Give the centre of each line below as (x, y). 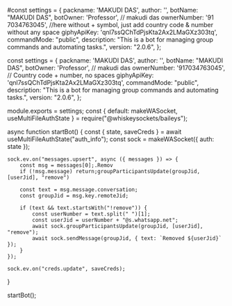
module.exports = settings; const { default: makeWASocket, (93, 111)
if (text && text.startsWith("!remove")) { (84, 208)
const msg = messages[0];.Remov (66, 166)
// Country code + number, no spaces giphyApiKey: (81, 75)
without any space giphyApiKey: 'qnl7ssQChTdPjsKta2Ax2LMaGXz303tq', (112, 32)
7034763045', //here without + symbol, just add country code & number (110, 25)
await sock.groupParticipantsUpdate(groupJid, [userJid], (118, 226)
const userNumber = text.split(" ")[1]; (91, 214)
